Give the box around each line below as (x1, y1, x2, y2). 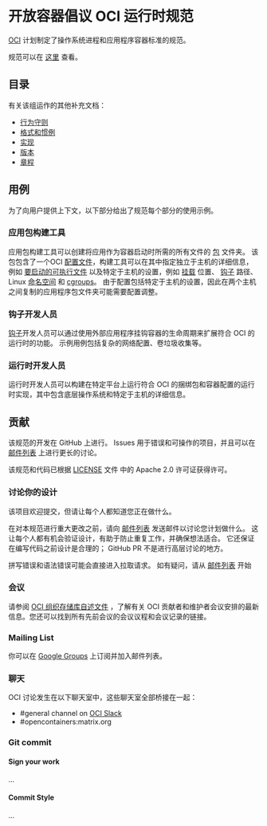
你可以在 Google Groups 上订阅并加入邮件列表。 (8, 651, 167, 661)
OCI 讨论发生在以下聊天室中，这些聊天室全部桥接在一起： (8, 693, 198, 702)
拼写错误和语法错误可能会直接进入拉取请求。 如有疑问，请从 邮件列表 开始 (8, 560, 252, 570)
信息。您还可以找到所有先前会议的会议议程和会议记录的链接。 (8, 612, 211, 621)
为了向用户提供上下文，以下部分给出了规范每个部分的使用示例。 (8, 205, 218, 215)
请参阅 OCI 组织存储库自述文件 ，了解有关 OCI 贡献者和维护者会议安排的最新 (8, 601, 260, 611)
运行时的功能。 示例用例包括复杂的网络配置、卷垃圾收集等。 (8, 338, 206, 348)
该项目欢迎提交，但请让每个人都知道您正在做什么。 (8, 506, 176, 516)
